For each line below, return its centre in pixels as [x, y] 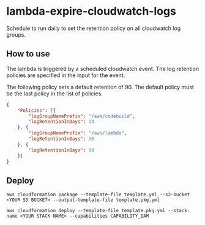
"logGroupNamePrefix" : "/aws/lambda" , [78, 133]
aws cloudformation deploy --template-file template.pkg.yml [86, 211]
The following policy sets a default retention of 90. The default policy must [100, 87]
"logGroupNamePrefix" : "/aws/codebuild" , [82, 116]
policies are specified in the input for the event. [66, 75]
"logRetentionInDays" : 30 [61, 139]
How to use [28, 54]
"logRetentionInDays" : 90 [61, 150]
